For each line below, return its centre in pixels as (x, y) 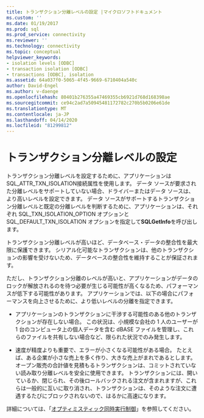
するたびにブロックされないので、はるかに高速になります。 (95, 396)
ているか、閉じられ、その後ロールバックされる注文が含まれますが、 (100, 381)
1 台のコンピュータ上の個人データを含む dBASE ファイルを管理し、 (99, 329)
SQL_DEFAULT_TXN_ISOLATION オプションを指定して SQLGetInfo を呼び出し (102, 222)
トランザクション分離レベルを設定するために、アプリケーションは (89, 176)
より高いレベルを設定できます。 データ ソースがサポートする (82, 199)
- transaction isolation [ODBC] (47, 69)
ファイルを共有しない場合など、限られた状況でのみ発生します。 (106, 337)
